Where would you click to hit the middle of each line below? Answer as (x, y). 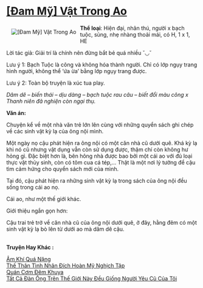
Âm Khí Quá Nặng (29, 259)
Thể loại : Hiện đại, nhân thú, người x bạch (132, 28)
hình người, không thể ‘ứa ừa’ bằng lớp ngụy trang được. (77, 71)
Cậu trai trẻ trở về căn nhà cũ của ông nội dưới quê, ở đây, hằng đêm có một (102, 222)
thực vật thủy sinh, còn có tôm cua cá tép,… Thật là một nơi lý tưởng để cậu (101, 162)
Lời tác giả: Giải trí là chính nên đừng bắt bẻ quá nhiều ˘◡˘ (79, 52)
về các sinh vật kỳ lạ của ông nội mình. (55, 131)
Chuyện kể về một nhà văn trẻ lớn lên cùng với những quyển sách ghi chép (100, 125)
